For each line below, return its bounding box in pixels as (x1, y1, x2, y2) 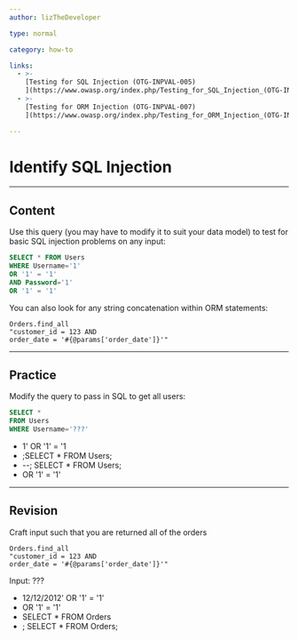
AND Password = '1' (9, 277, 74, 287)
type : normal (9, 28, 58, 38)
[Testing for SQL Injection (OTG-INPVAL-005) (25, 77, 197, 87)
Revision (9, 503, 59, 518)
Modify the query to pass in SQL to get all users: (9, 391, 186, 402)
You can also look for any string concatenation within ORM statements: (9, 302, 269, 313)
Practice (9, 368, 57, 383)
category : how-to (9, 45, 74, 54)
